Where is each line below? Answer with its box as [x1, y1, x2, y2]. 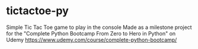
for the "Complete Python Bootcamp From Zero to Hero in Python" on [6, 30, 176, 37]
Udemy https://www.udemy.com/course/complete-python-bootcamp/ [6, 36, 177, 43]
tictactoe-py [6, 4, 69, 18]
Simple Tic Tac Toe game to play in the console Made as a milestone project [6, 24, 192, 31]
